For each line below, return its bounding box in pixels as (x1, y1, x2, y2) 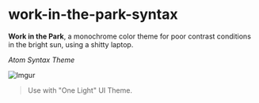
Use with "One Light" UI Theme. (27, 85, 133, 95)
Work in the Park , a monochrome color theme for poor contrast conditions (8, 31, 252, 41)
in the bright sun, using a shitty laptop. (8, 39, 134, 49)
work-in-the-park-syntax (8, 6, 178, 24)
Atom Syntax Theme (8, 55, 75, 64)
